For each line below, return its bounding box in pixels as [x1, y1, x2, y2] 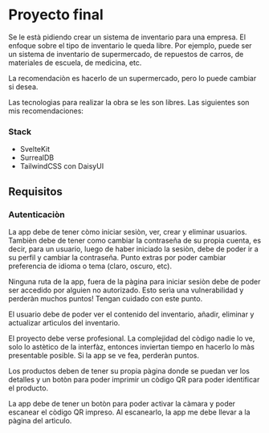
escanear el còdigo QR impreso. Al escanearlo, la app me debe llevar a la [8, 407, 251, 417]
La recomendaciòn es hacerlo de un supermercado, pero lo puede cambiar [8, 73, 257, 83]
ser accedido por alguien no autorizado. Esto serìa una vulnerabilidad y [8, 285, 244, 295]
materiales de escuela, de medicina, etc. [8, 58, 142, 67]
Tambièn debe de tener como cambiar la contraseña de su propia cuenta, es [8, 235, 262, 245]
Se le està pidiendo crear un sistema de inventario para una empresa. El [8, 32, 247, 42]
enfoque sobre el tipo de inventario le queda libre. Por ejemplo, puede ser [8, 40, 252, 50]
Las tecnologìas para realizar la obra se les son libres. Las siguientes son [8, 97, 250, 107]
